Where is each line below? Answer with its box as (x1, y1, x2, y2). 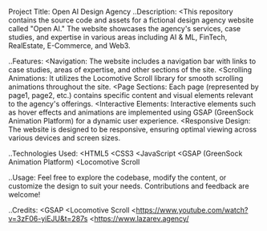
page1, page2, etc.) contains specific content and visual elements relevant (8, 91, 254, 99)
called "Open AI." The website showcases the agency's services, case (8, 24, 241, 33)
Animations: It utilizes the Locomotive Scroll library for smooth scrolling (8, 74, 244, 83)
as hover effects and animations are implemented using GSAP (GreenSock (8, 107, 254, 117)
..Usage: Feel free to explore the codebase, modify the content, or (8, 172, 227, 182)
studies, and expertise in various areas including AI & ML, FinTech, (8, 32, 228, 42)
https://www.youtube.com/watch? (136, 205, 249, 215)
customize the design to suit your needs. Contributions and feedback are (8, 181, 250, 191)
